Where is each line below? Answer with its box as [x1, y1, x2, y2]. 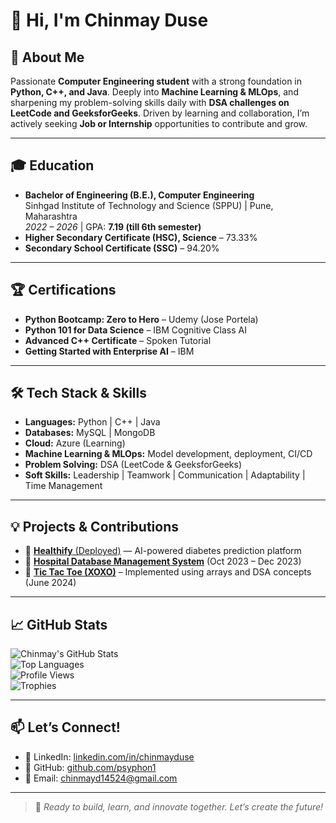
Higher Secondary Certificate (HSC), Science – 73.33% [24, 231, 258, 243]
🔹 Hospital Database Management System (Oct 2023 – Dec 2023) [24, 555, 302, 568]
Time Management [24, 480, 103, 492]
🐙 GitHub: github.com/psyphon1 [24, 761, 157, 773]
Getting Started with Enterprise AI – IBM [24, 345, 195, 357]
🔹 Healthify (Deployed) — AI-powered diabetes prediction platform [24, 545, 302, 557]
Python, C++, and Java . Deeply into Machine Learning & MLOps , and [10, 86, 299, 98]
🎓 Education [10, 157, 95, 174]
